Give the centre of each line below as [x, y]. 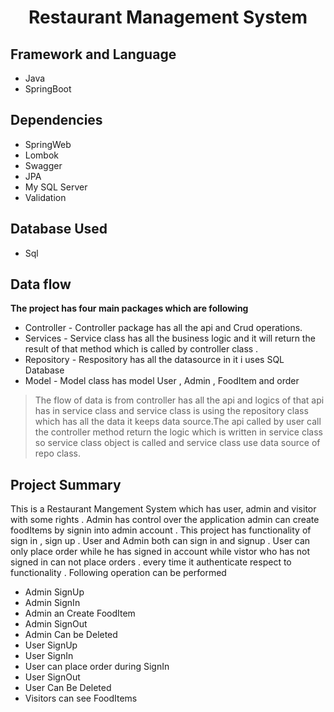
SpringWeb [48, 144]
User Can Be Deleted [68, 688]
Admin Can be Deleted [71, 635]
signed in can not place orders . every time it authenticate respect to [151, 562]
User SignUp [51, 645]
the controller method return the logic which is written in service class [178, 432]
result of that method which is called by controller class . [141, 349]
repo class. [57, 453]
